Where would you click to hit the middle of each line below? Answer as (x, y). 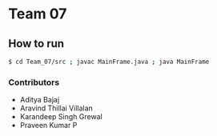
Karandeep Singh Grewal (61, 117)
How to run (36, 44)
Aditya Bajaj (40, 100)
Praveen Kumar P (48, 126)
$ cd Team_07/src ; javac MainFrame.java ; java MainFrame (109, 62)
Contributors (34, 82)
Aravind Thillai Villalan (56, 108)
